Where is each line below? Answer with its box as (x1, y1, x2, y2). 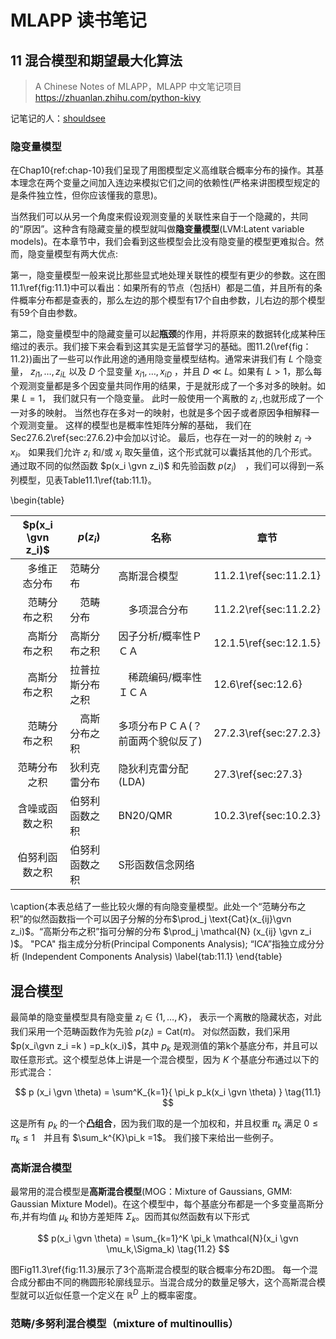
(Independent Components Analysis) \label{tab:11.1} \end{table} (21, 951, 283, 963)
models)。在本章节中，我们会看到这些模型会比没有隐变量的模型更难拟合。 (10, 236, 316, 248)
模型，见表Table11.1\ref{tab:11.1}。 (18, 474, 157, 486)
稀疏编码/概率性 (128, 671, 203, 685)
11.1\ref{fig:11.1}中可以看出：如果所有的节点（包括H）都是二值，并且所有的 (10, 282, 314, 294)
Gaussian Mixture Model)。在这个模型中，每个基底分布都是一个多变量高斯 (10, 1198, 316, 1210)
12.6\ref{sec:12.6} (213, 677, 303, 691)
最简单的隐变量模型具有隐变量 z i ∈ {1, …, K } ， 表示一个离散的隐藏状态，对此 (10, 1011, 322, 1025)
